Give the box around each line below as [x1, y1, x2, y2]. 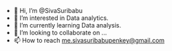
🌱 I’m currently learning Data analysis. [13, 21, 122, 29]
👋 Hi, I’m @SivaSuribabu [13, 7, 83, 14]
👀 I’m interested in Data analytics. [13, 14, 109, 22]
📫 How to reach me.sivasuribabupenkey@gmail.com [13, 37, 165, 44]
